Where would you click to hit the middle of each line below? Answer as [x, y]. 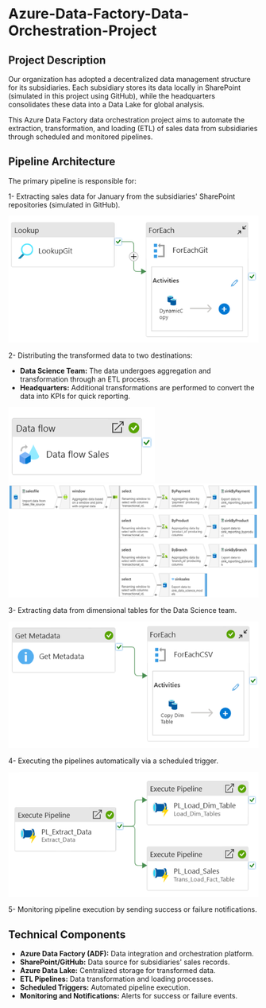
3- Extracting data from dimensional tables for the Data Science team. [123, 610]
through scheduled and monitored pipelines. [81, 137]
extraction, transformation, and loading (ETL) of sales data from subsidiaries [133, 128]
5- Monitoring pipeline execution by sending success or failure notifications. [133, 909]
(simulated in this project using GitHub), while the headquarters [112, 96]
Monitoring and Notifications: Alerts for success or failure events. [129, 996]
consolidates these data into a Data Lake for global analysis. [106, 105]
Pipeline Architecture [62, 162]
